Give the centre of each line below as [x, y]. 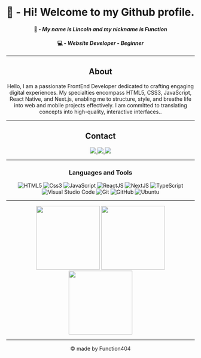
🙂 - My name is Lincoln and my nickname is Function [100, 29]
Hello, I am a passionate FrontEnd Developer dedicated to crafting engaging [100, 86]
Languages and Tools [100, 172]
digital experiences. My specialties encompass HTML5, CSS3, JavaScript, [100, 92]
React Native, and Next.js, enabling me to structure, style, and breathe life [100, 99]
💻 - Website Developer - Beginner [100, 43]
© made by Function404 [100, 348]
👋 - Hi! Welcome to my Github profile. [100, 12]
